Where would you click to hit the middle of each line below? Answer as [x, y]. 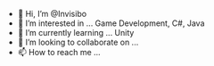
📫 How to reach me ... [59, 52]
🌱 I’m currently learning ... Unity [76, 33]
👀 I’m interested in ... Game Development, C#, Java [111, 23]
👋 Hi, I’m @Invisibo [52, 14]
